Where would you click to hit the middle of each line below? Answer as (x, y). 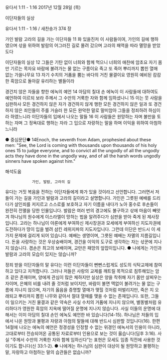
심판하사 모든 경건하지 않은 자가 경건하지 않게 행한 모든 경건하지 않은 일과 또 (79, 104)
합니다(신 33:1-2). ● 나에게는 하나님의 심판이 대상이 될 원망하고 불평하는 (89, 346)
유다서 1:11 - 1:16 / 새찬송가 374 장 (38, 28)
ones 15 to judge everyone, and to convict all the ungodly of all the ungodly (82, 151)
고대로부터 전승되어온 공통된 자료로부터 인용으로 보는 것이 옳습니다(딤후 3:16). (81, 333)
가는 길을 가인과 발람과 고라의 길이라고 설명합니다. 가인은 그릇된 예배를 (83, 198)
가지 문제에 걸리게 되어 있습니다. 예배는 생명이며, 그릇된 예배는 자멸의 (72, 235)
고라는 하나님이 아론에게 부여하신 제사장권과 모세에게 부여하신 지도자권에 (90, 223)
